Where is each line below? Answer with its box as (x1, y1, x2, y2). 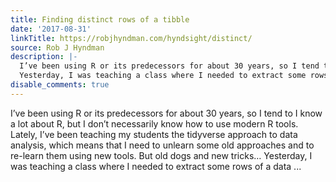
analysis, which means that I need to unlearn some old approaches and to (10, 139, 315, 151)
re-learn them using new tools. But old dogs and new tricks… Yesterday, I (10, 149, 313, 161)
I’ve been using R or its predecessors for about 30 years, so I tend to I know (10, 107, 323, 119)
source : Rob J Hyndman (10, 42, 105, 53)
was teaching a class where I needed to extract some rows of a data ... (10, 160, 302, 172)
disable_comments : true (10, 80, 110, 90)
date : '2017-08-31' (10, 24, 92, 34)
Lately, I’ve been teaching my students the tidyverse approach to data (10, 128, 298, 140)
